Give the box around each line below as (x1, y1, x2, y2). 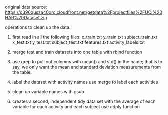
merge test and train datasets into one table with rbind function (12, 49, 142, 55)
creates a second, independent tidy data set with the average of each (12, 98, 156, 104)
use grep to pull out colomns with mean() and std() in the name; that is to (12, 59, 163, 64)
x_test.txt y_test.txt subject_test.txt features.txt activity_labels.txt (12, 39, 145, 45)
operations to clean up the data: (5, 24, 71, 30)
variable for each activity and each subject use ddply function (12, 104, 140, 109)
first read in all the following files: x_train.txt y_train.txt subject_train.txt (12, 34, 157, 40)
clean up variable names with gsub (12, 89, 85, 94)
